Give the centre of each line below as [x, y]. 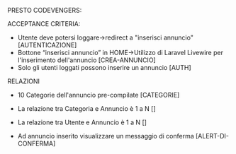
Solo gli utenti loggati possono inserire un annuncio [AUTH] [104, 67]
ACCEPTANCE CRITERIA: [44, 24]
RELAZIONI [24, 81]
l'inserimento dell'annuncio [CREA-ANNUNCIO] [86, 60]
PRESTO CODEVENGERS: [45, 10]
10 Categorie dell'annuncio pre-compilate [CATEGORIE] [99, 95]
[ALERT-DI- [212, 136]
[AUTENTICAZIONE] [47, 45]
